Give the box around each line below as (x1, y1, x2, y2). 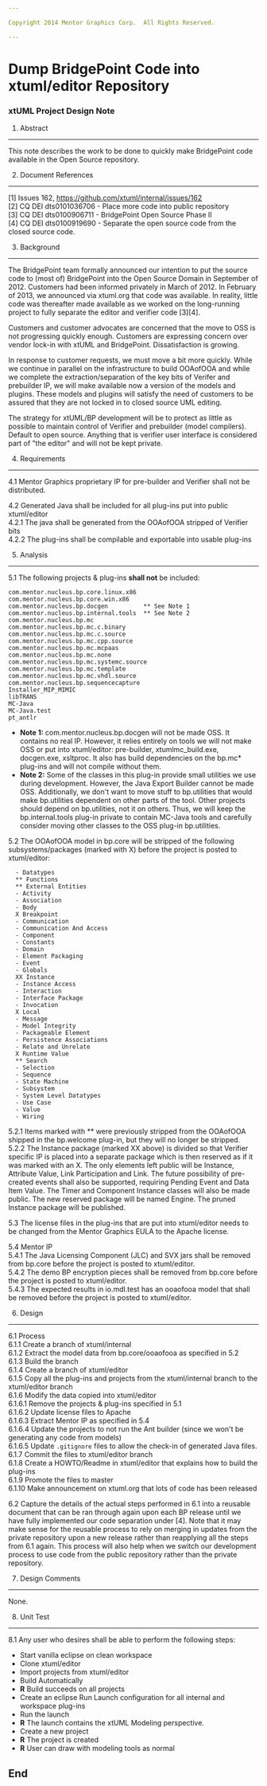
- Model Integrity (15, 1022, 77, 1030)
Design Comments (19, 1574, 81, 1584)
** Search (15, 1057, 48, 1065)
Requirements (19, 454, 66, 464)
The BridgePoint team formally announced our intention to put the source (8, 265, 248, 275)
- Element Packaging (15, 953, 83, 961)
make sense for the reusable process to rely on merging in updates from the (8, 1525, 257, 1534)
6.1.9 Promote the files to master (8, 1475, 114, 1485)
